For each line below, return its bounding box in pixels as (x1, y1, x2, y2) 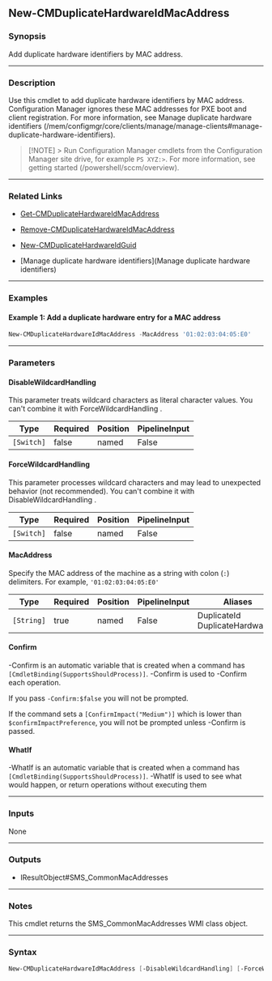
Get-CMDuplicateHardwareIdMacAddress (19, 209, 159, 219)
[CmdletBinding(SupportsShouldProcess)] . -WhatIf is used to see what (8, 771, 242, 781)
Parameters (8, 357, 55, 369)
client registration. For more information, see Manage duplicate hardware (8, 113, 253, 122)
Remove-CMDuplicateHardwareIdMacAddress (19, 224, 176, 234)
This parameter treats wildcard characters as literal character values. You (8, 395, 253, 405)
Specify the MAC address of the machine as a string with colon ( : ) (8, 568, 230, 578)
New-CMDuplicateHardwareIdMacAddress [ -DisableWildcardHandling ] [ (8, 965, 241, 973)
